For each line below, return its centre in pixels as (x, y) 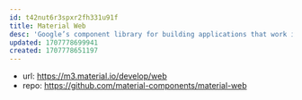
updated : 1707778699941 (54, 42)
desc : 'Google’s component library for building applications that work (148, 34)
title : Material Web (48, 26)
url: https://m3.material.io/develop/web (95, 76)
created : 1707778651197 (54, 51)
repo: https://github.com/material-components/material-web (134, 86)
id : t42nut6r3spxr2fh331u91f (64, 17)
